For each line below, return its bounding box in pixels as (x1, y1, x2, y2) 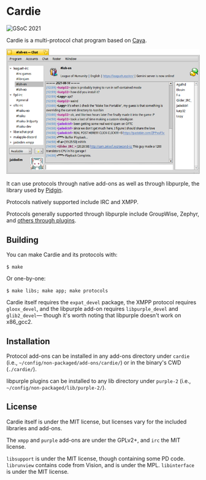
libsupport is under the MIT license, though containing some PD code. (6, 455, 185, 462)
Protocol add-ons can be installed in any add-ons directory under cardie (6, 352, 190, 360)
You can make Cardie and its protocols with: (6, 251, 118, 259)
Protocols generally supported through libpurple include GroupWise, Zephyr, (6, 210, 199, 218)
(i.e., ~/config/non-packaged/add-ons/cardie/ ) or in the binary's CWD (6, 359, 181, 366)
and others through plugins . (6, 217, 77, 224)
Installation (6, 336, 50, 347)
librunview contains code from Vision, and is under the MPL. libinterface (6, 461, 195, 468)
